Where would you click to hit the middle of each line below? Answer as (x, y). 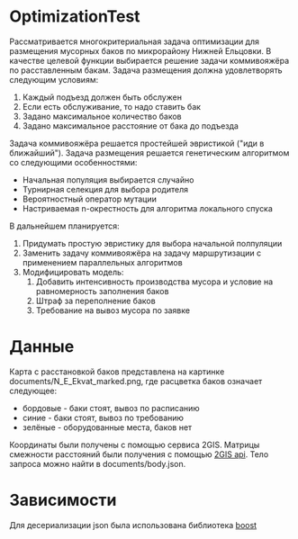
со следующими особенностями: (73, 162)
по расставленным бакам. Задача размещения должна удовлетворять (146, 70)
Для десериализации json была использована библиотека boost (133, 525)
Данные (42, 347)
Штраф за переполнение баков (95, 301)
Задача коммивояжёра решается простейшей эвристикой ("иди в (137, 143)
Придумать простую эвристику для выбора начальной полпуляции (152, 243)
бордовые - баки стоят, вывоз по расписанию (111, 408)
